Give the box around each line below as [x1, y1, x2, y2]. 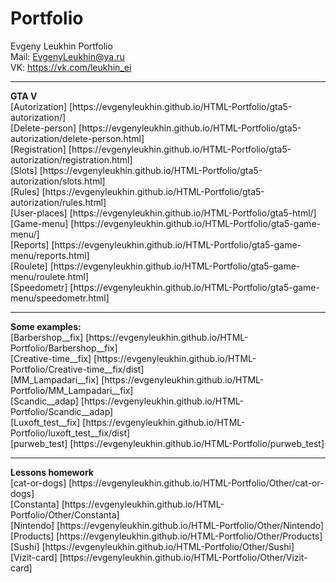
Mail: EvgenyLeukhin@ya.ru [10, 50, 125, 62]
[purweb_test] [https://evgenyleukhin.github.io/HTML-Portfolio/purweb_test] [10, 437, 325, 449]
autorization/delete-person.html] [10, 132, 145, 144]
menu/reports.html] [10, 249, 90, 261]
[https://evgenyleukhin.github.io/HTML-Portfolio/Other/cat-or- [68, 477, 325, 489]
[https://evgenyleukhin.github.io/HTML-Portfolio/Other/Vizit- [59, 551, 308, 563]
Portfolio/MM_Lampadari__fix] [10, 384, 134, 396]
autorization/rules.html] [10, 196, 107, 208]
